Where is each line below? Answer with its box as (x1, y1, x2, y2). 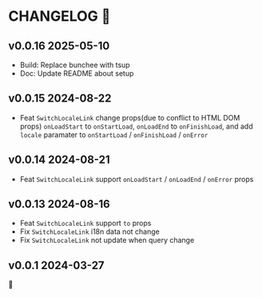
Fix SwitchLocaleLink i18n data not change (19, 227, 160, 236)
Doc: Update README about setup (19, 69, 134, 78)
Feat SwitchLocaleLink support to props (19, 219, 152, 228)
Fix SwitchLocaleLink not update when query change (19, 236, 195, 245)
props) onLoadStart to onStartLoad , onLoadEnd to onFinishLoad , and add (19, 121, 253, 131)
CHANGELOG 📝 (8, 7, 111, 26)
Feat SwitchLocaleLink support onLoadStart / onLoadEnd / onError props (19, 174, 254, 184)
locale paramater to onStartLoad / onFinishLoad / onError (19, 129, 208, 139)
